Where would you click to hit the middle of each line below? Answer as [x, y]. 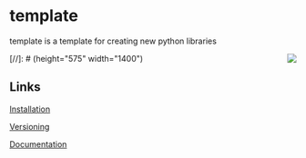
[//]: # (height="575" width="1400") [76, 58]
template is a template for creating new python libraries [113, 41]
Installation [30, 109]
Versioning [30, 126]
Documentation [38, 144]
